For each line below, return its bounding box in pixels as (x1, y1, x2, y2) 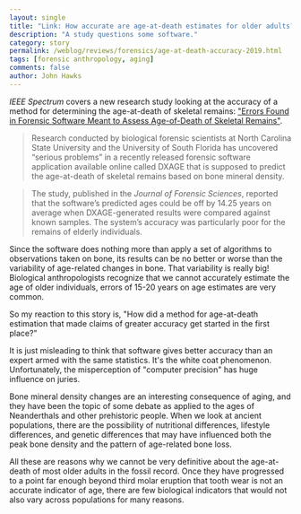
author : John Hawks (9, 72, 82, 81)
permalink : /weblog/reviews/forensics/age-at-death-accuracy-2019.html (9, 47, 282, 56)
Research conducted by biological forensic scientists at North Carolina (30, 132, 292, 144)
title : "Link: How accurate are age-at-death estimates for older (9, 22, 262, 30)
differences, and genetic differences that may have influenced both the (9, 429, 271, 440)
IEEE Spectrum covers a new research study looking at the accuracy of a (9, 96, 279, 107)
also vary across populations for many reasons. (9, 494, 185, 505)
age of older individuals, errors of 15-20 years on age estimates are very (9, 282, 276, 292)
